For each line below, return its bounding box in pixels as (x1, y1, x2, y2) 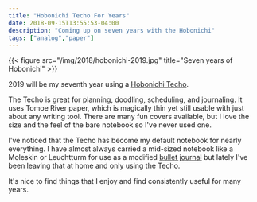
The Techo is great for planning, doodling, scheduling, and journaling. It (8, 95, 243, 104)
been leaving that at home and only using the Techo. (8, 161, 181, 171)
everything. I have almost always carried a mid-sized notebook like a (8, 144, 233, 153)
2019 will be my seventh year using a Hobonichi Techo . (8, 80, 189, 89)
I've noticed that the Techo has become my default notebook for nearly (8, 136, 242, 146)
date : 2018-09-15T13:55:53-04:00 (8, 19, 119, 27)
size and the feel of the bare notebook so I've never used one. (8, 120, 212, 130)
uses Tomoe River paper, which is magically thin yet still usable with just (8, 103, 244, 113)
